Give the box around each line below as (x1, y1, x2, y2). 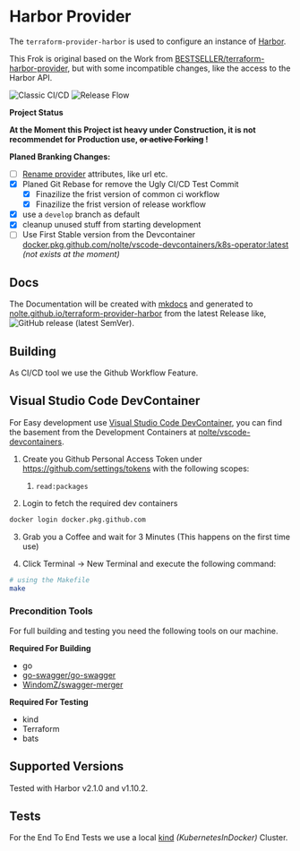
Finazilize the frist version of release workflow (35, 199, 206, 210)
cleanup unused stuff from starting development (21, 219, 201, 230)
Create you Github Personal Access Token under (21, 453, 203, 464)
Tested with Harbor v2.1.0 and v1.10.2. (9, 782, 149, 794)
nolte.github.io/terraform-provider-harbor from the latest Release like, (9, 308, 267, 319)
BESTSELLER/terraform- (174, 53, 265, 64)
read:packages (35, 482, 89, 491)
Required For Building (9, 642, 91, 653)
